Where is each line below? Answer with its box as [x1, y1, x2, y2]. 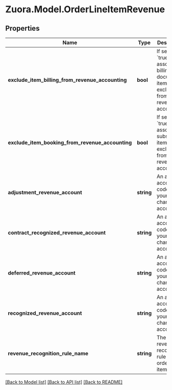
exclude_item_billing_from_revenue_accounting [8, 77, 127, 83]
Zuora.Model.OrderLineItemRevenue [5, 4, 165, 15]
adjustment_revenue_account [8, 189, 82, 196]
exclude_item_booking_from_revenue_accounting [8, 139, 132, 146]
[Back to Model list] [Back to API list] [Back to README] [5, 379, 123, 385]
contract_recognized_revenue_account [8, 229, 106, 236]
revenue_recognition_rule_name [8, 350, 89, 357]
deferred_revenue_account [8, 269, 76, 277]
